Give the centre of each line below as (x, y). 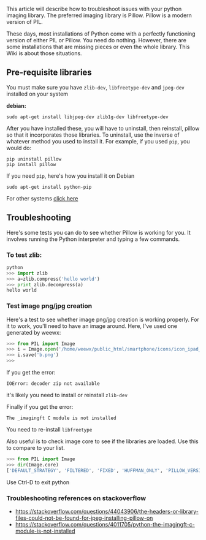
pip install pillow (31, 164)
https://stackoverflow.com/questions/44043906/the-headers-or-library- (107, 512)
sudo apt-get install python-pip (49, 187)
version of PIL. (25, 22)
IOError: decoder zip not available (53, 384)
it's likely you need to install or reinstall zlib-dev (67, 395)
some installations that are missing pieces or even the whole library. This (98, 47)
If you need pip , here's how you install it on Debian (71, 176)
